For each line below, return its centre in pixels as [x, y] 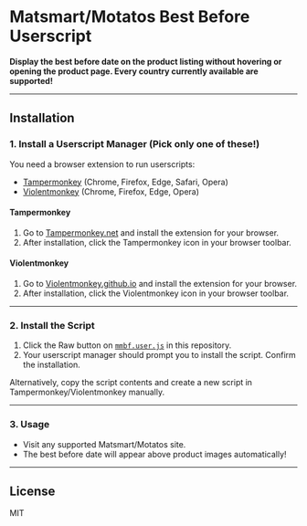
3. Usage [30, 425]
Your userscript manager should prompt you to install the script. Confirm [159, 355]
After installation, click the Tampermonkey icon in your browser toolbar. [157, 242]
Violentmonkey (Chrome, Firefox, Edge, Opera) [111, 191]
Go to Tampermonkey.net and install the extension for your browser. [151, 232]
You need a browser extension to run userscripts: [102, 164]
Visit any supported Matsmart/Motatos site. [104, 444]
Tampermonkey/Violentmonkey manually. [87, 392]
